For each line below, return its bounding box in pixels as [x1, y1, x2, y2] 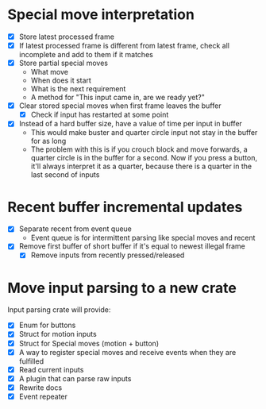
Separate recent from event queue [18, 224, 133, 233]
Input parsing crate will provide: [7, 305, 111, 314]
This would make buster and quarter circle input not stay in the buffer [30, 128, 258, 137]
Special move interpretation [7, 6, 195, 24]
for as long [30, 137, 67, 146]
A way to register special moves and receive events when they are [18, 347, 237, 357]
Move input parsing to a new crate [7, 279, 237, 297]
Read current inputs [18, 365, 84, 374]
